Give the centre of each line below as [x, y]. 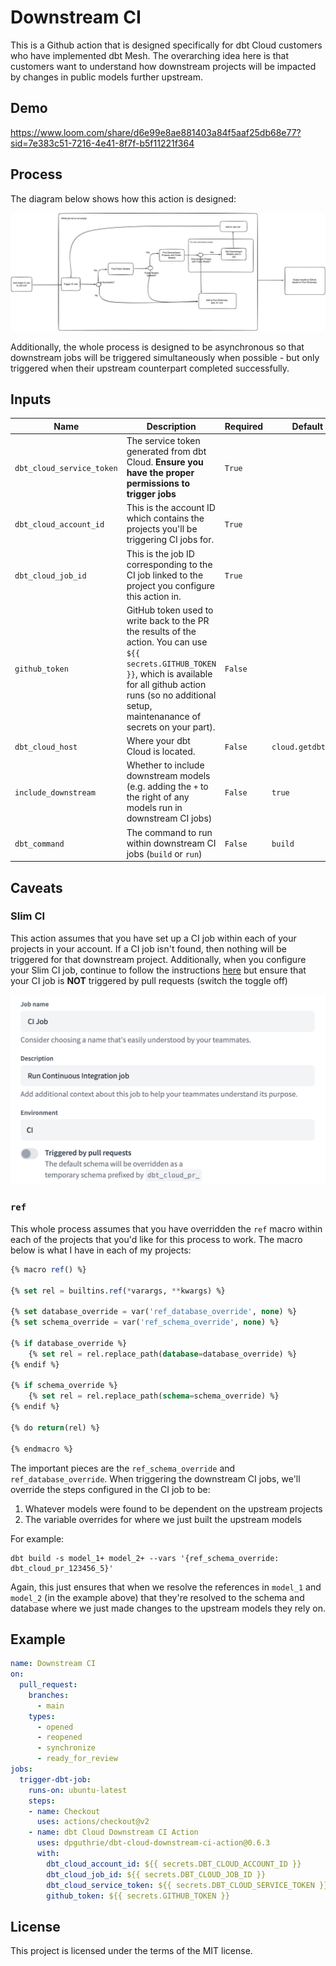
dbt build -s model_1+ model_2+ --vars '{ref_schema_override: [145, 1558]
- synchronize [66, 1748]
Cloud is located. [161, 752]
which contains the [165, 518]
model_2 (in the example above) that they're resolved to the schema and [157, 1597]
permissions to [158, 483]
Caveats [36, 887]
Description [171, 426]
